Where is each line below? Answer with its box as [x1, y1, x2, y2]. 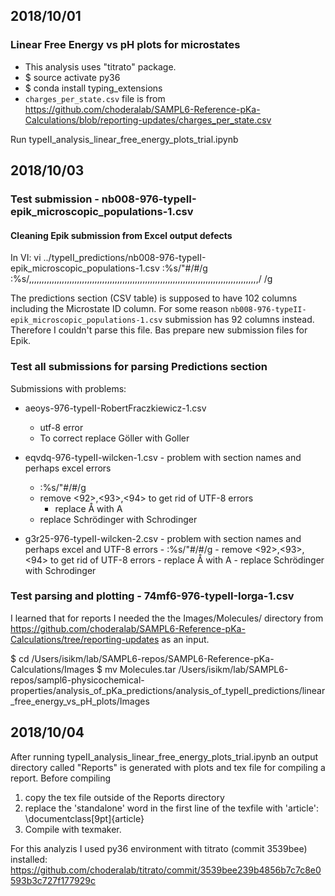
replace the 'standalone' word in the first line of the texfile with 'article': [24, 802, 319, 814]
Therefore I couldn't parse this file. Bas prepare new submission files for [10, 324, 308, 336]
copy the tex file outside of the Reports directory [24, 791, 225, 803]
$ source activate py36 [24, 71, 121, 83]
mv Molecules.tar [104, 663, 177, 675]
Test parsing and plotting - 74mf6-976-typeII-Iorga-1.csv [10, 589, 295, 603]
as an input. [161, 633, 210, 645]
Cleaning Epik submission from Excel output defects [10, 229, 233, 241]
